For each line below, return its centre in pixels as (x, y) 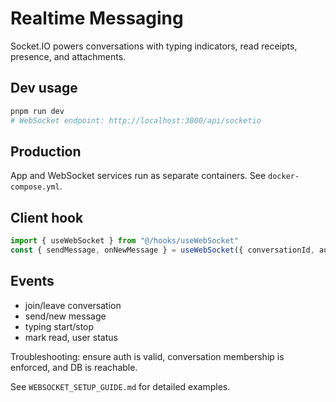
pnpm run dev (37, 111)
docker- (284, 177)
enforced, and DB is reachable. (74, 367)
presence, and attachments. (68, 56)
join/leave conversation (73, 305)
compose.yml (35, 187)
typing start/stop (59, 326)
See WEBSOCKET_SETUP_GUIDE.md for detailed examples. (120, 386)
